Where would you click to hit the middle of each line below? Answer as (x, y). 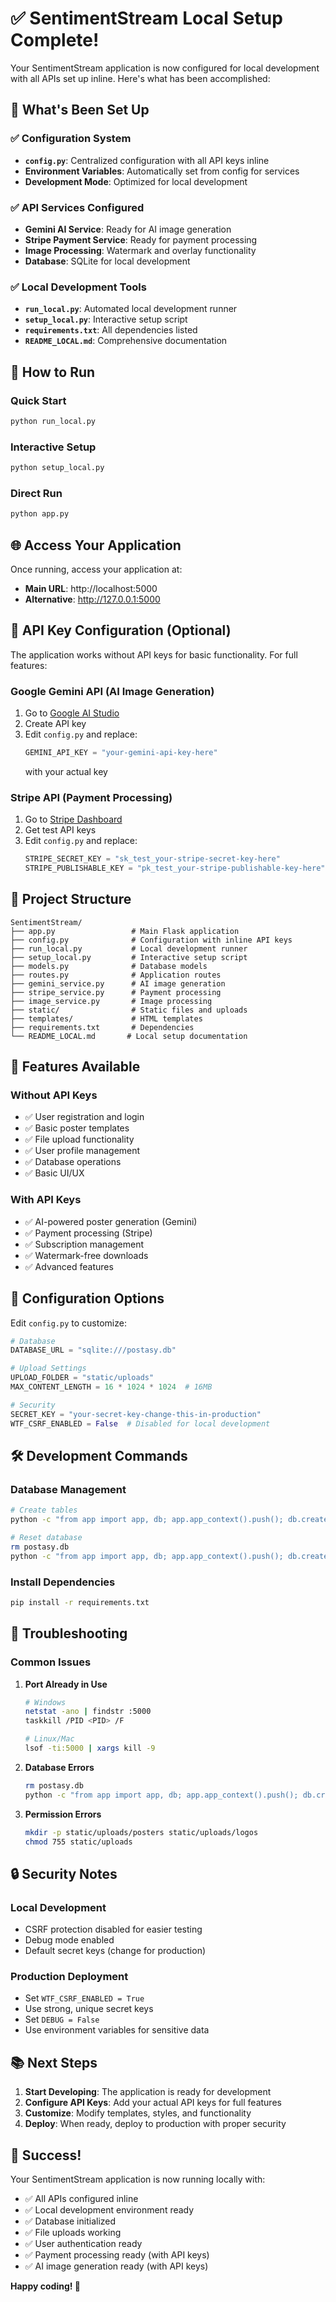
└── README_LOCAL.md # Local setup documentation (129, 1036)
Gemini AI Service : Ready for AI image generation (128, 229)
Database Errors (59, 1767)
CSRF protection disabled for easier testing (113, 1929)
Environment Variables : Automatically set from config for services (162, 171)
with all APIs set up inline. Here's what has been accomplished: (140, 78)
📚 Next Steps (54, 2062)
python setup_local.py (57, 468)
